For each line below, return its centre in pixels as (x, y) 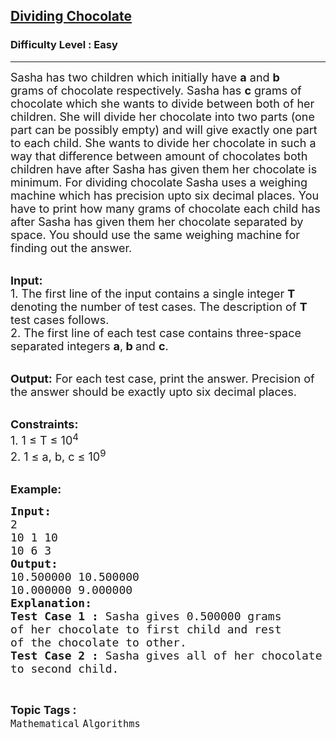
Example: (36, 489)
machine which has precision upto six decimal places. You (165, 195)
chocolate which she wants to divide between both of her (162, 103)
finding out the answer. (71, 247)
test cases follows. (60, 319)
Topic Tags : (43, 709)
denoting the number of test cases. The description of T (159, 306)
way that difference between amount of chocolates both (159, 156)
